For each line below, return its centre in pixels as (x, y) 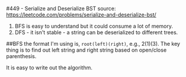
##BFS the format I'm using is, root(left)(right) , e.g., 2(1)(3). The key (93, 44)
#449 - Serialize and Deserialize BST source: (61, 9)
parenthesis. (21, 56)
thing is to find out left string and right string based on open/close (86, 50)
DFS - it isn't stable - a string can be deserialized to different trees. (96, 32)
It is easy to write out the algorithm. (49, 68)
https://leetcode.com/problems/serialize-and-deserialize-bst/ (81, 15)
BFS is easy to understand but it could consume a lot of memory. (94, 26)
